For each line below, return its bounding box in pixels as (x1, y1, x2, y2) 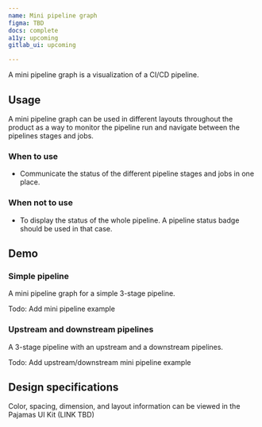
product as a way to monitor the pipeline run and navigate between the (8, 122, 241, 132)
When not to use (8, 197, 73, 208)
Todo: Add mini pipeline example (8, 304, 115, 314)
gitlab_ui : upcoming (8, 41, 77, 49)
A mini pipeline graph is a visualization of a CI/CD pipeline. (8, 70, 200, 80)
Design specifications (8, 380, 119, 394)
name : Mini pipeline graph (8, 11, 98, 20)
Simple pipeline (8, 270, 70, 281)
